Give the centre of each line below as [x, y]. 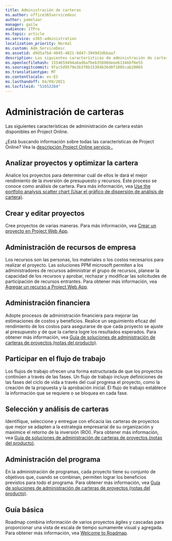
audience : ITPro [23, 29]
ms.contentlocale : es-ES [32, 77]
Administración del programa [53, 459]
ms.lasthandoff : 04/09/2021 [35, 82]
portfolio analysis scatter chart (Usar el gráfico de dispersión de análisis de [84, 192]
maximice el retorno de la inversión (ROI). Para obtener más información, [82, 432]
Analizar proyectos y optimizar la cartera [72, 163]
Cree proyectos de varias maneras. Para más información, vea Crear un [81, 226]
